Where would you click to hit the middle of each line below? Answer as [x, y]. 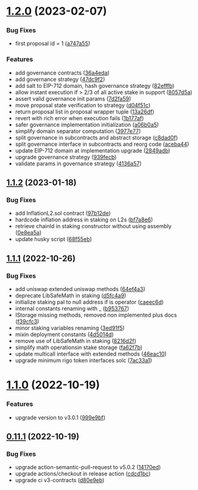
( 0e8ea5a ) [28, 232]
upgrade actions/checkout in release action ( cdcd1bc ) [83, 474]
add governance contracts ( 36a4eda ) [62, 73]
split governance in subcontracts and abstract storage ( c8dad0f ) [96, 137]
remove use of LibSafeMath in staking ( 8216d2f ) [76, 341]
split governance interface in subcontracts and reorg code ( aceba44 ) [102, 144]
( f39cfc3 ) [27, 322]
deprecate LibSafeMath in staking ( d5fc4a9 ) [71, 296]
